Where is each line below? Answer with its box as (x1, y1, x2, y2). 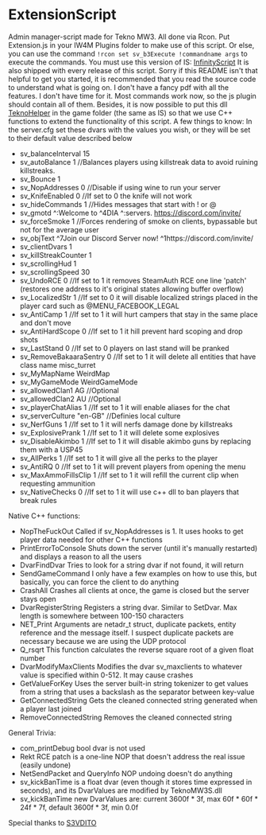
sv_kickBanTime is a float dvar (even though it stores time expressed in (19, 777, 253, 786)
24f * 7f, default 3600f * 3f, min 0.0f (19, 802, 139, 812)
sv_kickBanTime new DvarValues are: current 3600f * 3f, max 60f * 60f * (19, 794, 259, 803)
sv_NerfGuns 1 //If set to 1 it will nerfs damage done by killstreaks (19, 419, 233, 429)
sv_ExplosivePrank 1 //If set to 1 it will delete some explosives (19, 427, 220, 437)
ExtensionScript (8, 6, 117, 24)
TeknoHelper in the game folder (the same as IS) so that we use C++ (8, 107, 233, 117)
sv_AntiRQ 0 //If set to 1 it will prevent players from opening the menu (19, 462, 246, 471)
